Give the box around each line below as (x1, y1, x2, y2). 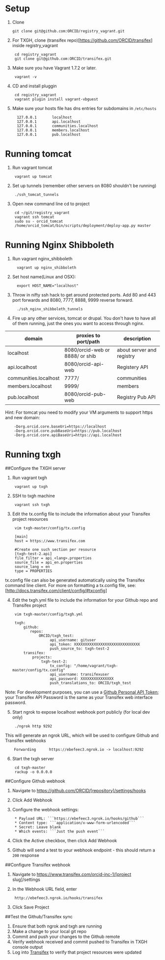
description (123, 335, 151, 342)
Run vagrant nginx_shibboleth (12, 256, 73, 262)
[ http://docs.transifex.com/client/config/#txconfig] (5, 587, 107, 593)
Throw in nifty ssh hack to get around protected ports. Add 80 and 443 (12, 292, 156, 297)
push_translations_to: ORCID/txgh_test (50, 680, 132, 685)
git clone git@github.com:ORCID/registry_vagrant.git (12, 28, 125, 33)
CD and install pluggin (12, 83, 57, 89)
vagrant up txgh (14, 484, 48, 489)
